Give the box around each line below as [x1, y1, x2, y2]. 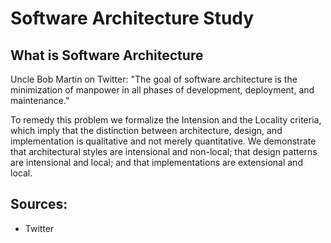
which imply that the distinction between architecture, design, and [10, 125, 283, 136]
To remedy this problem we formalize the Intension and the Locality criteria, [10, 114, 322, 126]
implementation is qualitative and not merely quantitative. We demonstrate [10, 135, 317, 147]
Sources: [10, 196, 68, 213]
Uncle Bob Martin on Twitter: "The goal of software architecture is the [10, 73, 298, 85]
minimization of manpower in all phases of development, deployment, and [10, 84, 315, 96]
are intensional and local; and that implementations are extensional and [10, 157, 303, 168]
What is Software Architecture [10, 47, 204, 64]
